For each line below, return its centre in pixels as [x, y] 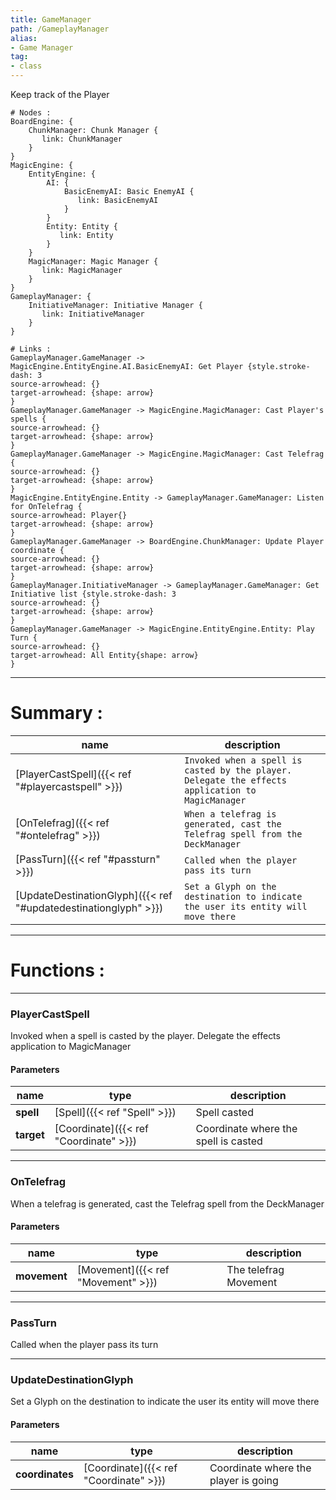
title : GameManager [51, 19]
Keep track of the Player [60, 94]
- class [26, 66]
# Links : [31, 349]
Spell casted [224, 1113]
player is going [244, 1480]
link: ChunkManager [82, 139]
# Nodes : [31, 113]
